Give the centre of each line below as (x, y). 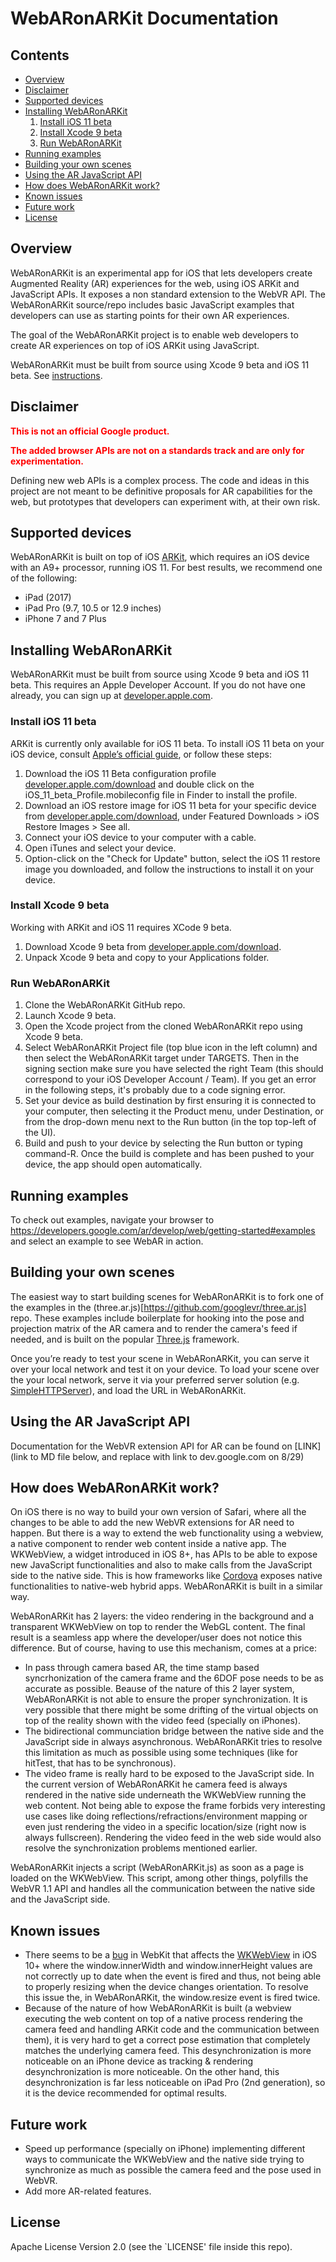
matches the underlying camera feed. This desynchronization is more (168, 2051)
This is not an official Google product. (90, 431)
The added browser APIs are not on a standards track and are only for (157, 450)
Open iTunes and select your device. (100, 848)
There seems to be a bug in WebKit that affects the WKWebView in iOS (171, 1955)
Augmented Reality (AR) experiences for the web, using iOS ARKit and (155, 283)
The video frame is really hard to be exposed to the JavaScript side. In (169, 1774)
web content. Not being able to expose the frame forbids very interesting (175, 1806)
